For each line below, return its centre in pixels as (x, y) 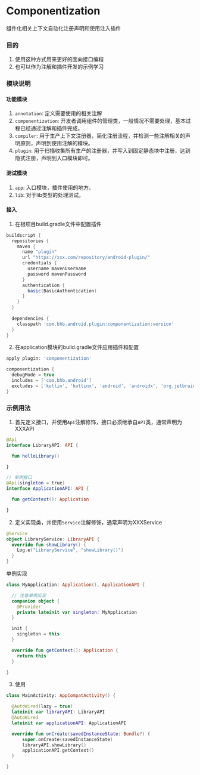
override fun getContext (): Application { (65, 650)
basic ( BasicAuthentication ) (62, 291)
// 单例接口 (19, 478)
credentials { (40, 263)
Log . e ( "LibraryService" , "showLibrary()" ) (70, 550)
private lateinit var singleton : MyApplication (77, 612)
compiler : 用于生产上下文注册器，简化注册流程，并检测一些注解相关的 (100, 136)
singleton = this (38, 634)
